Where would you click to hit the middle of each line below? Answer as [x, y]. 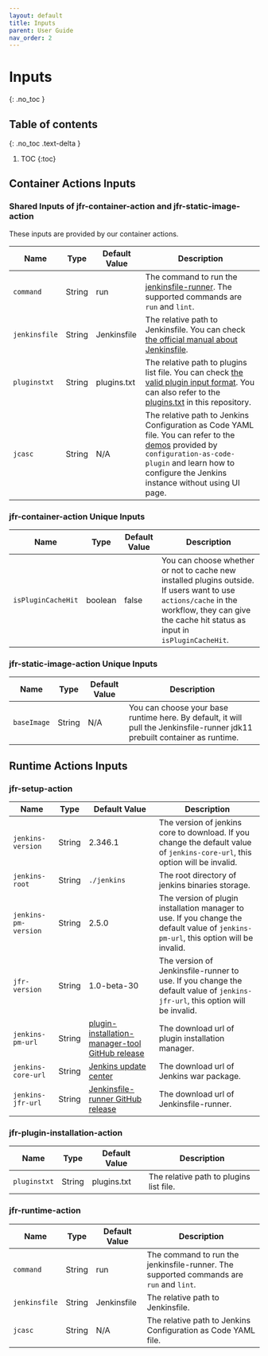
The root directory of [198, 875]
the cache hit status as [203, 620]
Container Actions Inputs [72, 184]
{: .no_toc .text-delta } [45, 143]
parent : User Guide [41, 30]
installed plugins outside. [208, 580]
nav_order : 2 [31, 38]
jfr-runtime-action [45, 1210]
